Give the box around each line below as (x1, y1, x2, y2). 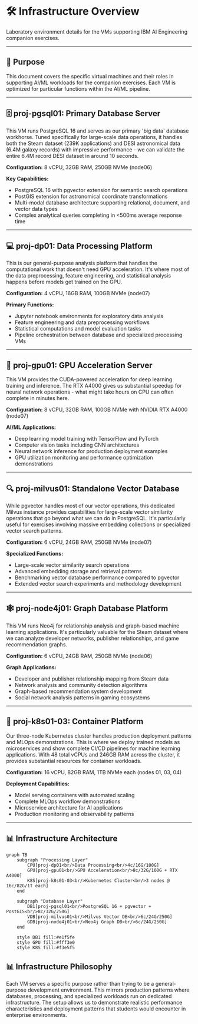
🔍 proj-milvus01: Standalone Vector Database (6, 484, 180, 494)
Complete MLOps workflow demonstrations (14, 798, 121, 805)
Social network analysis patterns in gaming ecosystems (14, 693, 150, 701)
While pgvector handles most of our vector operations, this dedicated (6, 502, 175, 509)
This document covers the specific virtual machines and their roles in (6, 72, 174, 80)
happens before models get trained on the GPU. (6, 278, 123, 286)
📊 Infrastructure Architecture (6, 834, 118, 844)
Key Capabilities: (6, 175, 49, 182)
